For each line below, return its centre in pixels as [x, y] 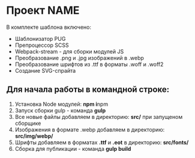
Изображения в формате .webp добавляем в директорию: [90, 129]
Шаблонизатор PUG [40, 38]
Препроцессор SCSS [42, 45]
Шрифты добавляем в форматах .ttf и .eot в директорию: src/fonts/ [102, 142]
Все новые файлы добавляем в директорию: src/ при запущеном [99, 117]
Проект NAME [43, 11]
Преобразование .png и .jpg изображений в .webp [79, 58]
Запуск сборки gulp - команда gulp [60, 110]
